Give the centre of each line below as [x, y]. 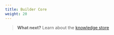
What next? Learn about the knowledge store [63, 27]
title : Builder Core [26, 9]
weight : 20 [16, 14]
